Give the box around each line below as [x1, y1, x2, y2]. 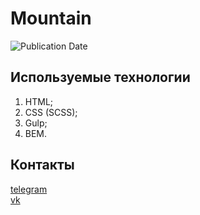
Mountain [10, 7, 92, 30]
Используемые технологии [10, 69, 191, 86]
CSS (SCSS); [24, 106, 78, 118]
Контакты [10, 157, 75, 174]
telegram [10, 183, 48, 195]
